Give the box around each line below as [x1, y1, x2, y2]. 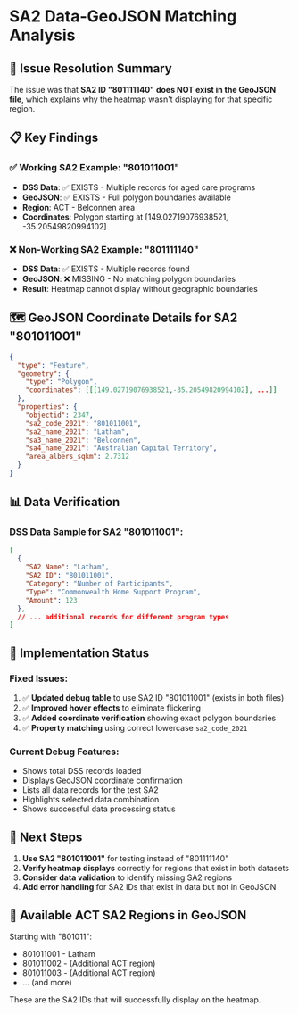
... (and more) [21, 977, 73, 987]
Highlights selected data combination [21, 794, 160, 805]
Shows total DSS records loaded [21, 766, 142, 777]
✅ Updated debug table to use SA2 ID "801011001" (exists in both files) [21, 693, 285, 703]
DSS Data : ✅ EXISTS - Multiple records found [21, 263, 190, 274]
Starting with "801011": [9, 931, 92, 942]
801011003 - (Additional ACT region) [21, 967, 156, 978]
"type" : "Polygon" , [25, 378, 98, 386]
